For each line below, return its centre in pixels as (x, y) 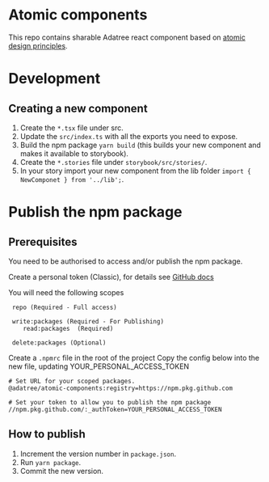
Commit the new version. (61, 471)
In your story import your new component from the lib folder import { (136, 171)
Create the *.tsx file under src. (71, 128)
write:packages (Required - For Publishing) (88, 321)
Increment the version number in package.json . (98, 454)
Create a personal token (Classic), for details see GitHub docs (111, 277)
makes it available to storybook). (74, 153)
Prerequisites (43, 241)
